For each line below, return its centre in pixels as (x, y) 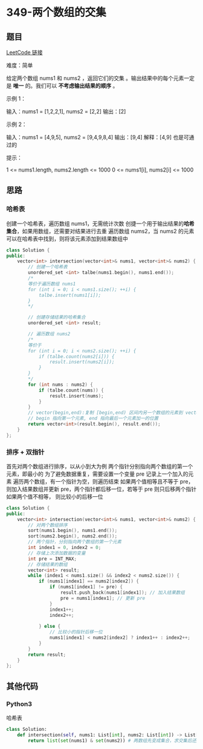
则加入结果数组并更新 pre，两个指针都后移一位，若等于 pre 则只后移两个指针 (101, 489)
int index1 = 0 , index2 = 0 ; (65, 548)
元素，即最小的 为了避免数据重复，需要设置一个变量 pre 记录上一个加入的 (97, 474)
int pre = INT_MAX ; (53, 559)
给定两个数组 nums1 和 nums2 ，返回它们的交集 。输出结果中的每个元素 (95, 78)
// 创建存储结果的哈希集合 (57, 318)
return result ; (47, 654)
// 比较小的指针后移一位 (76, 632)
